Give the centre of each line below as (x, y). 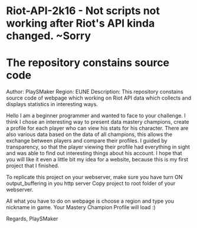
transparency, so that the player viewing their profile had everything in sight (98, 147)
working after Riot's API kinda (81, 23)
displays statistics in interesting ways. (52, 104)
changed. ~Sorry (49, 36)
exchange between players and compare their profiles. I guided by (87, 141)
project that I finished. (33, 166)
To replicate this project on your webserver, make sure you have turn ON (94, 177)
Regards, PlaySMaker (32, 219)
